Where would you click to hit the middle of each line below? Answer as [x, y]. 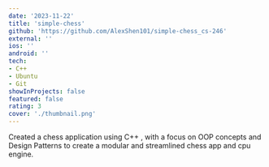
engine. [21, 154]
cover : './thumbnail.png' [52, 114]
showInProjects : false [47, 91]
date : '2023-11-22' [41, 16]
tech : [17, 62]
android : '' [28, 54]
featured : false [36, 99]
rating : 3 [25, 106]
